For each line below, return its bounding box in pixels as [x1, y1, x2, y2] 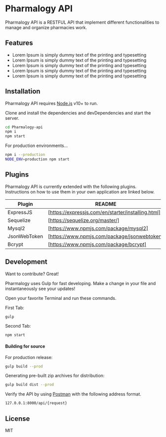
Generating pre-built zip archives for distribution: [5, 373, 105, 379]
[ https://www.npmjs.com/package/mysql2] [47, 225, 149, 232]
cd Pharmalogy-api [5, 124, 43, 130]
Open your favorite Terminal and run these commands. [5, 295, 117, 301]
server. [5, 115, 20, 121]
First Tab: [5, 304, 25, 311]
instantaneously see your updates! [5, 286, 76, 291]
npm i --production [5, 152, 45, 157]
